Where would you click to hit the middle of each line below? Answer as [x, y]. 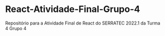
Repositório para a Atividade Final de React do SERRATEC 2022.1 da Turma [83, 23]
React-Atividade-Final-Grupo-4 [73, 9]
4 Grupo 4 [16, 28]
